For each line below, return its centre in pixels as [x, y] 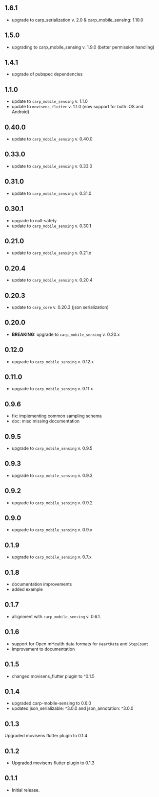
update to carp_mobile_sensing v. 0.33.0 [52, 166]
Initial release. [26, 790]
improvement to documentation [43, 649]
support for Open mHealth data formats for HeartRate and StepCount [80, 644]
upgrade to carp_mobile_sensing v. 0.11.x [52, 389]
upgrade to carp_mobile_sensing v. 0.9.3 [52, 475]
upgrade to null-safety [34, 220]
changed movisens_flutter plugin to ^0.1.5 [53, 676]
